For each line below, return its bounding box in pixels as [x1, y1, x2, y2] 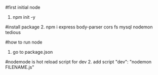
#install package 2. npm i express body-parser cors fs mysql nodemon [5, 24, 153, 30]
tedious [5, 29, 21, 35]
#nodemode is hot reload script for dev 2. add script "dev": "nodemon [5, 59, 152, 65]
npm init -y [12, 14, 35, 20]
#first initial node [5, 5, 41, 10]
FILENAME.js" [5, 64, 34, 70]
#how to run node [5, 39, 43, 45]
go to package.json [12, 49, 53, 55]
